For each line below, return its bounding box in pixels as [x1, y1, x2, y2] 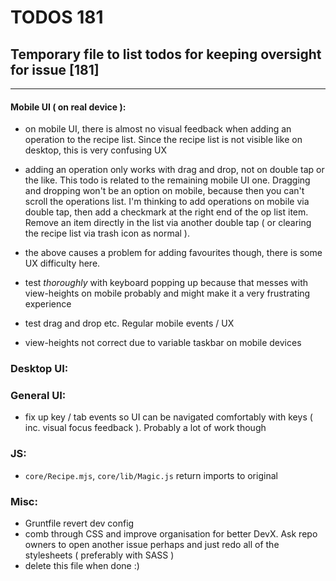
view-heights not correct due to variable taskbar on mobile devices [24, 337, 302, 349]
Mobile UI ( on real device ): [10, 101, 127, 113]
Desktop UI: [10, 362, 69, 376]
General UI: [10, 389, 67, 403]
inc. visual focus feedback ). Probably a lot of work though [24, 422, 267, 434]
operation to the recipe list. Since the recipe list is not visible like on [24, 134, 303, 146]
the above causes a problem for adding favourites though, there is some [24, 247, 323, 259]
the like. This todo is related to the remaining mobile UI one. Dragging [24, 174, 311, 186]
